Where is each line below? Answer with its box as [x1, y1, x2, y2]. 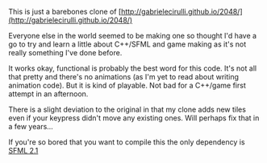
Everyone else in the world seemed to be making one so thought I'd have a [8, 31, 257, 40]
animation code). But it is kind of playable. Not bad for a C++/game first [8, 80, 246, 90]
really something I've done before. [8, 48, 123, 57]
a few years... [8, 122, 54, 131]
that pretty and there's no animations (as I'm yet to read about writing [8, 72, 240, 81]
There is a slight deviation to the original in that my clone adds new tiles [8, 104, 246, 114]
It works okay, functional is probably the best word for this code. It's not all [8, 63, 257, 73]
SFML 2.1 [8, 146, 39, 155]
